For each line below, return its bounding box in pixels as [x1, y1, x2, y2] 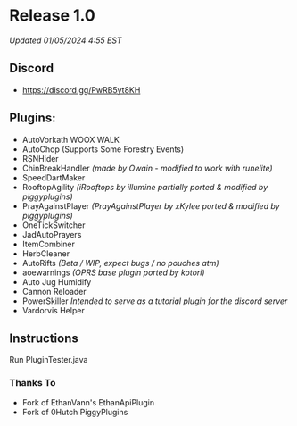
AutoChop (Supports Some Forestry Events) [21, 144, 185, 155]
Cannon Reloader [21, 286, 87, 297]
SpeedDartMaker [21, 171, 86, 183]
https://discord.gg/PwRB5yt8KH [21, 84, 141, 95]
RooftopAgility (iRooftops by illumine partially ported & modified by [21, 181, 268, 192]
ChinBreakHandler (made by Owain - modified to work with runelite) [21, 163, 274, 173]
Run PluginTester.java [9, 355, 88, 365]
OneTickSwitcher [21, 220, 86, 230]
